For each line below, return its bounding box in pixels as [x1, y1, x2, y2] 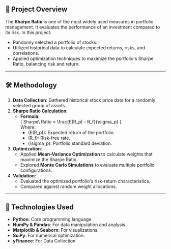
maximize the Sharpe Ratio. [20, 156, 78, 163]
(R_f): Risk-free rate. [27, 135, 70, 141]
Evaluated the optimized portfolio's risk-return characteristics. [20, 178, 151, 184]
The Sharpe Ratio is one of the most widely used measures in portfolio [5, 18, 154, 24]
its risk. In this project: [5, 29, 52, 36]
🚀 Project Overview [5, 5, 68, 14]
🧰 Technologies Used [5, 203, 74, 211]
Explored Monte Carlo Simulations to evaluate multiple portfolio [20, 162, 155, 168]
